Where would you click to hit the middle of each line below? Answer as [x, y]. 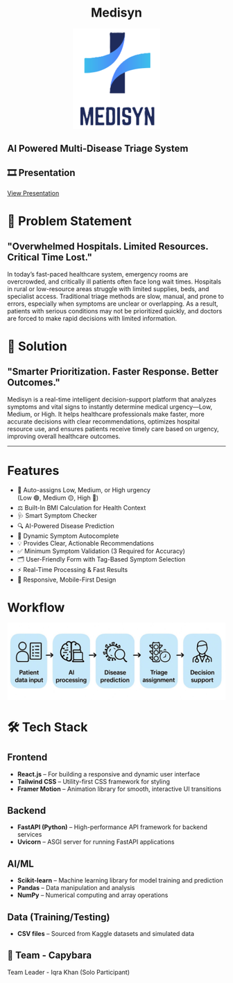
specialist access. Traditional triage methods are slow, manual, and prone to [115, 296]
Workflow [36, 607]
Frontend [27, 757]
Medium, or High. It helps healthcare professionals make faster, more [106, 414]
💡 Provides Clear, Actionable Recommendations [86, 543]
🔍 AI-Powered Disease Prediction [66, 525]
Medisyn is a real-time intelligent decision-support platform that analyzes [112, 399]
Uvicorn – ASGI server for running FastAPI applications [96, 842]
